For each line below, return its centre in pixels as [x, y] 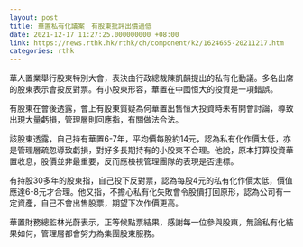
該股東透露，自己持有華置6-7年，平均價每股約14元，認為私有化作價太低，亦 [150, 139]
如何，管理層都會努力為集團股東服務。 [88, 233]
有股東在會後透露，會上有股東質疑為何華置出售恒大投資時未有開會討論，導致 [151, 108]
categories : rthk [42, 51]
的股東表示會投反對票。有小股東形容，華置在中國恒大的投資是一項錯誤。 [143, 89]
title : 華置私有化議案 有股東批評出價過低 [81, 26]
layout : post [34, 18]
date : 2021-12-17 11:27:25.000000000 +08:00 [94, 34]
